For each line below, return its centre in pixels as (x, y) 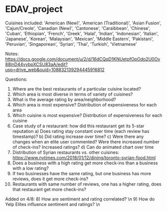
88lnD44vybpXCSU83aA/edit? (37, 64)
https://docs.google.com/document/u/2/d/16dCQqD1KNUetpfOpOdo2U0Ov (83, 59)
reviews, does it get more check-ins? (50, 179)
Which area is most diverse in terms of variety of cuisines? (73, 94)
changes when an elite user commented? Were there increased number (86, 142)
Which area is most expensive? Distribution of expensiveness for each (84, 105)
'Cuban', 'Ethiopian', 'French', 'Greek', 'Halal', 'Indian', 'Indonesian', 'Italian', (82, 33)
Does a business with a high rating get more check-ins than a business (85, 163)
